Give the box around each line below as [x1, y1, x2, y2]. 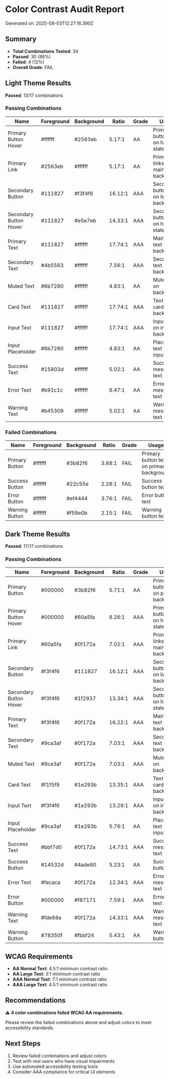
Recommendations [5, 996, 66, 1005]
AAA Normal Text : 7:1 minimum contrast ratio [12, 976, 107, 982]
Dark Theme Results [5, 530, 70, 538]
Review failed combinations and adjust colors [12, 1052, 107, 1059]
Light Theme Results [5, 79, 71, 88]
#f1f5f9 [41, 781, 60, 788]
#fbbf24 [74, 932, 95, 939]
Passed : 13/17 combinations [5, 92, 63, 98]
